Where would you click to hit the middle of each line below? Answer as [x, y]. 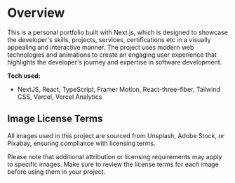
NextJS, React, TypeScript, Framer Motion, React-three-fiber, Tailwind [119, 89]
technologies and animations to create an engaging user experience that [112, 55]
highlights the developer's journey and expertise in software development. [115, 62]
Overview [36, 13]
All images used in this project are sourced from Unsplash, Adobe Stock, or [116, 135]
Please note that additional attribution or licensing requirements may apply [115, 156]
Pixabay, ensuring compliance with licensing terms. [81, 143]
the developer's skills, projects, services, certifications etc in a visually [109, 39]
